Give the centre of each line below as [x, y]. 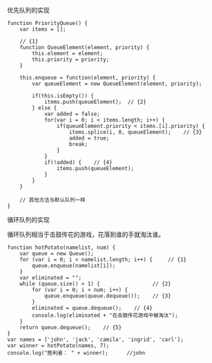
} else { [45, 108]
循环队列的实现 [28, 220]
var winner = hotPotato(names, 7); [58, 346]
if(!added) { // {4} [78, 162]
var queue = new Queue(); [57, 254]
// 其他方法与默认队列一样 [52, 200]
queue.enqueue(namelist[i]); [74, 266]
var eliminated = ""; [50, 278]
